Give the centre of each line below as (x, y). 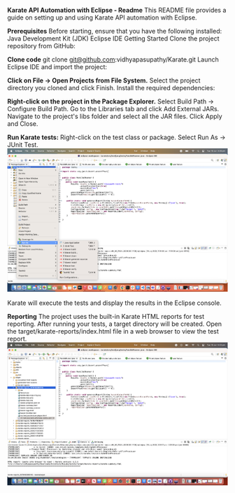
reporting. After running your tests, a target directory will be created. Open (115, 324)
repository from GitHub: (41, 46)
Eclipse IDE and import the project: (57, 67)
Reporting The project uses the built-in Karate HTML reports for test (106, 316)
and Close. (23, 124)
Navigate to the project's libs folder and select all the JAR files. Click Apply (115, 116)
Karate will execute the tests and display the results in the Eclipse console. (114, 303)
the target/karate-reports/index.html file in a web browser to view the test (113, 331)
